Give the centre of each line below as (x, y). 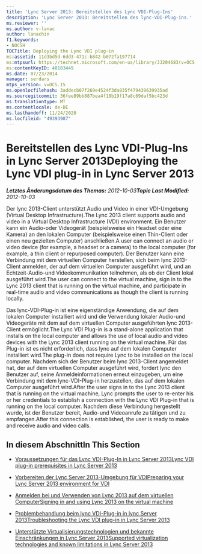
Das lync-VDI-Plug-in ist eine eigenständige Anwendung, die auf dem (92, 310)
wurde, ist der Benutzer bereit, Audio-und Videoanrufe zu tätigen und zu (96, 413)
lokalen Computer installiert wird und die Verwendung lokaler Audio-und (96, 317)
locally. (15, 299)
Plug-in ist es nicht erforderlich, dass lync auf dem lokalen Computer (92, 349)
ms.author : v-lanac (31, 29)
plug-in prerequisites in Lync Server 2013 (66, 466)
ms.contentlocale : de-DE (37, 107)
